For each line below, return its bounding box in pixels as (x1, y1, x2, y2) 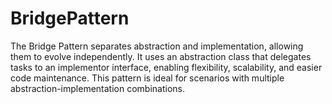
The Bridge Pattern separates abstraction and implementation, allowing (10, 40, 304, 52)
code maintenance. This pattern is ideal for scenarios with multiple (10, 72, 285, 84)
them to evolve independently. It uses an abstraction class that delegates (10, 50, 312, 62)
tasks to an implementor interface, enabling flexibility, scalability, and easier (10, 61, 323, 73)
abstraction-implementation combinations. (10, 82, 185, 94)
